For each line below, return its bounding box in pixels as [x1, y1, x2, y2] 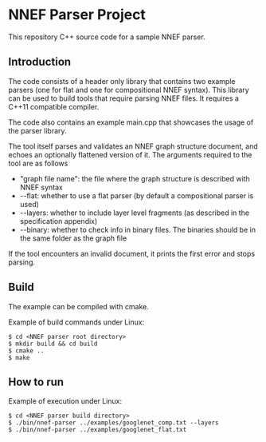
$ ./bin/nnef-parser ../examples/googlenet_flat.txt [8, 426, 187, 434]
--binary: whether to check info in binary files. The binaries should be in [19, 225, 256, 234]
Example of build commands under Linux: [8, 317, 145, 327]
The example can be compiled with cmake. [8, 301, 149, 311]
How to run [8, 375, 65, 388]
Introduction [8, 55, 72, 69]
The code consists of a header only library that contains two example [8, 76, 236, 86]
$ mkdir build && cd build [8, 340, 98, 348]
